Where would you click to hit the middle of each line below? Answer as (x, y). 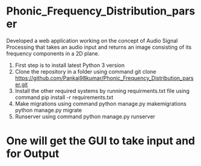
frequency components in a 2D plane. (53, 53)
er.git (21, 84)
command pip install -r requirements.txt (64, 97)
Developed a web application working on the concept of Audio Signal (92, 40)
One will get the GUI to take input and (101, 141)
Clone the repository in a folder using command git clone (85, 71)
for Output (33, 154)
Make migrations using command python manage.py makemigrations (100, 103)
